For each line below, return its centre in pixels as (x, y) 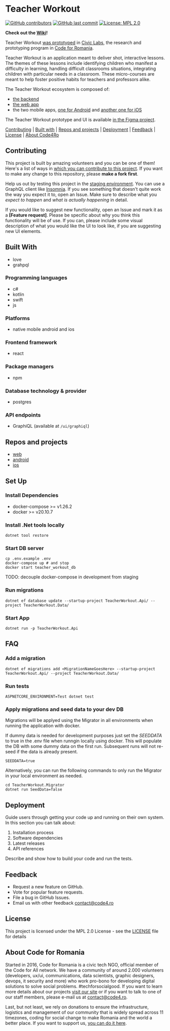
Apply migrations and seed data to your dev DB (64, 709)
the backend (26, 99)
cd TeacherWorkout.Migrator (35, 785)
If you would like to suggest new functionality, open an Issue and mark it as (84, 210)
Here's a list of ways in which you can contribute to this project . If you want (84, 168)
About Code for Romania (45, 953)
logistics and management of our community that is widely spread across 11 (84, 1012)
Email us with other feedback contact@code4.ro (63, 903)
